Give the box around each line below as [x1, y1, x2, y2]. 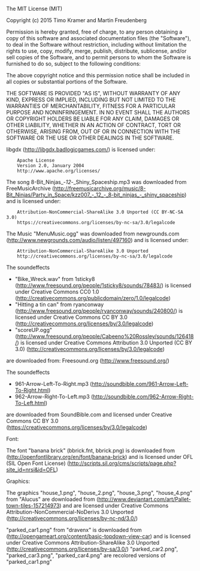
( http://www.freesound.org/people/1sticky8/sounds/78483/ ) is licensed [14, 282, 192, 289]
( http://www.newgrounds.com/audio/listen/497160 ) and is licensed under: [6, 237, 189, 243]
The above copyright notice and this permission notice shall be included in [6, 72, 190, 78]
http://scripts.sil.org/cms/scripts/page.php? [68, 460, 177, 467]
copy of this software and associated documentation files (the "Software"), [6, 35, 192, 41]
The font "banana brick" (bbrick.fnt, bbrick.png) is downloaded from [6, 447, 175, 454]
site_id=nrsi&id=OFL [6, 466, 56, 473]
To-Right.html [14, 386, 49, 394]
